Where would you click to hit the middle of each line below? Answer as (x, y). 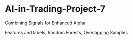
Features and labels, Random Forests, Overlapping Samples (67, 32)
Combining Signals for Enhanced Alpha (45, 23)
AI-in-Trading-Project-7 (55, 9)
